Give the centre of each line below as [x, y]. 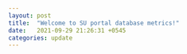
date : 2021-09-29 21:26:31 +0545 [67, 30]
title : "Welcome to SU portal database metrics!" [94, 23]
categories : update [41, 38]
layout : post [30, 15]
